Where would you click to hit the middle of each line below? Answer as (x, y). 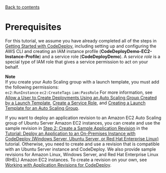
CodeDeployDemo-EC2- (126, 51)
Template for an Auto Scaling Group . (42, 108)
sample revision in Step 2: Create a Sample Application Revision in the (77, 128)
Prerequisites (33, 27)
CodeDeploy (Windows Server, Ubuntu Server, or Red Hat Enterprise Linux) (82, 138)
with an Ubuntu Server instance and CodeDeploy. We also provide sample (81, 149)
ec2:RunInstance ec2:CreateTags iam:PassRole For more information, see (79, 92)
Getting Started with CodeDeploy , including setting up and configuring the (81, 46)
